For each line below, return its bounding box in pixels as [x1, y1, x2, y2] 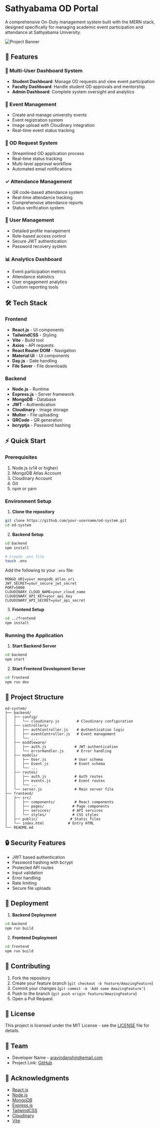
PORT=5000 [5, 585, 25, 590]
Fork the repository [12, 975, 51, 981]
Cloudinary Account [12, 475, 52, 481]
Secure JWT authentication [12, 238, 67, 244]
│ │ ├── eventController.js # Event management [5, 732, 116, 736]
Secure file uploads [12, 885, 51, 891]
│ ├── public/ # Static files [5, 817, 101, 821]
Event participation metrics [12, 269, 66, 274]
